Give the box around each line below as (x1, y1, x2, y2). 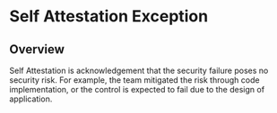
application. (9, 93, 53, 104)
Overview (9, 42, 65, 57)
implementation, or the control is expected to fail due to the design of (9, 85, 265, 94)
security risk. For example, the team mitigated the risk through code (9, 75, 260, 85)
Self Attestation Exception (9, 6, 209, 27)
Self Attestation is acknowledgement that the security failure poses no (9, 65, 269, 76)
